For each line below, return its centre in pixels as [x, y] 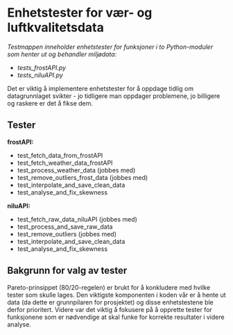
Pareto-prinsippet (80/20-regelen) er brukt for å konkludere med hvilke [109, 287]
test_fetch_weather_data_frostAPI [65, 163]
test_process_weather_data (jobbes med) [76, 170]
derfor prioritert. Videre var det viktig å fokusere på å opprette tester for [110, 309]
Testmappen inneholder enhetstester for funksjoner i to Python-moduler [110, 47]
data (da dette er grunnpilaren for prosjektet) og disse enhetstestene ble [110, 302]
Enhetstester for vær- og [80, 13]
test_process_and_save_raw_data [65, 227]
